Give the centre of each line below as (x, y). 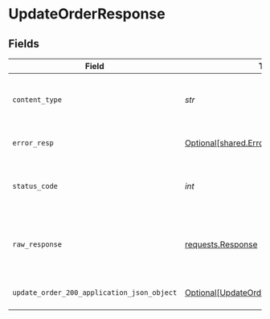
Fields (24, 44)
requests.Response (221, 244)
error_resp (33, 143)
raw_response (37, 245)
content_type (37, 100)
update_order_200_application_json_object (95, 293)
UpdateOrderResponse (87, 14)
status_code (35, 186)
